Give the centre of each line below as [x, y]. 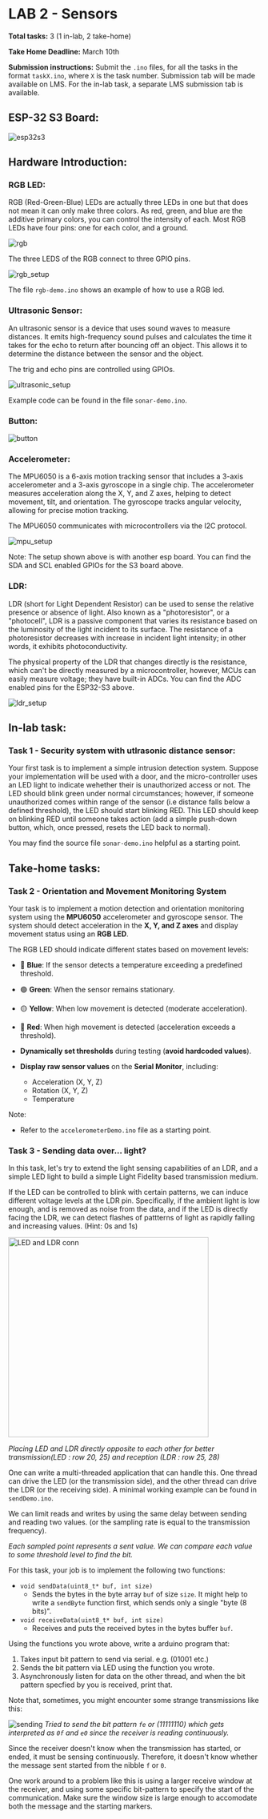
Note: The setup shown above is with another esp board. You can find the [130, 557]
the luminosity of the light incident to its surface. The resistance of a [121, 629]
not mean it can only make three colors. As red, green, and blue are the [126, 211]
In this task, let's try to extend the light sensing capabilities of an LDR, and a [133, 1168]
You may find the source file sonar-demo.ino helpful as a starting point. [125, 843]
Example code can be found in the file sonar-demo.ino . [98, 400]
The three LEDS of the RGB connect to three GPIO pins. [99, 259]
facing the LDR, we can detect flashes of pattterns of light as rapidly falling [132, 1218]
